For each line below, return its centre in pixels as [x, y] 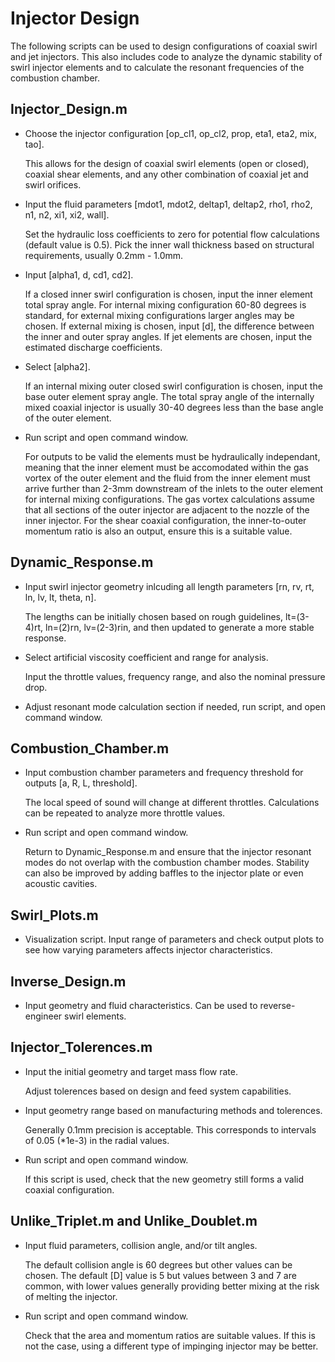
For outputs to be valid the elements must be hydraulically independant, [172, 456]
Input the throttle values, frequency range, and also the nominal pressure [175, 676]
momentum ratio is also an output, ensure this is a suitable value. [158, 531]
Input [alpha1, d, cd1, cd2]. [79, 274]
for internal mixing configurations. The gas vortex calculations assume [169, 499]
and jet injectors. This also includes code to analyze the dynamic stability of [166, 56]
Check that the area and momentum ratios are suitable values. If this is [170, 1335]
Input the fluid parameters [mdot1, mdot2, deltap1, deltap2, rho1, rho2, [168, 204]
